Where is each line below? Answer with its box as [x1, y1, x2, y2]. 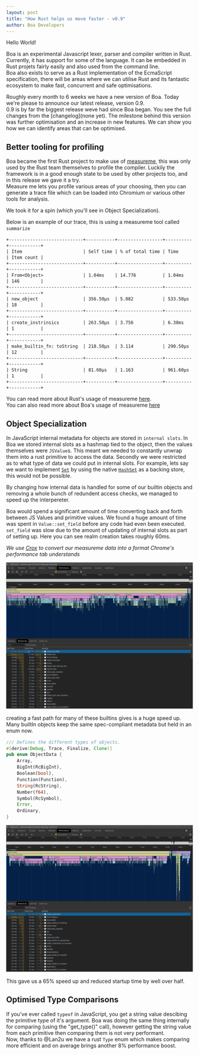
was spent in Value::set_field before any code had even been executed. [6, 520, 185, 527]
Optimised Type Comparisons [6, 995, 119, 1005]
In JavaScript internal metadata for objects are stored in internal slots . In [6, 435, 188, 441]
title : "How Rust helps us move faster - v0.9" [6, 15, 126, 22]
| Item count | [6, 255, 44, 260]
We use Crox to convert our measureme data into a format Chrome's [6, 545, 175, 551]
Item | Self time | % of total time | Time [11, 249, 179, 255]
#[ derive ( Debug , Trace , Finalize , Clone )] [6, 745, 113, 751]
